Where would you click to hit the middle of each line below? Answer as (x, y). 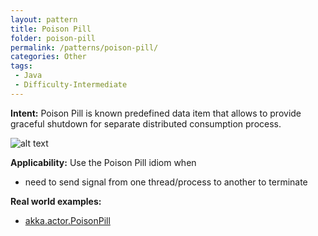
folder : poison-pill (53, 38)
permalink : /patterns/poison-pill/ (84, 47)
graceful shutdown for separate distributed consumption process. (146, 123)
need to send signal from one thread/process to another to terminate (166, 182)
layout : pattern (44, 19)
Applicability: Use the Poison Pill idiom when (103, 162)
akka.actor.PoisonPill (67, 220)
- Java (28, 76)
